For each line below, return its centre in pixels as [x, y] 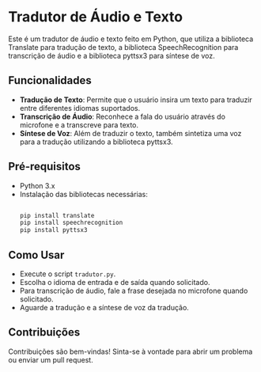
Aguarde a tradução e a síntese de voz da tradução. [104, 307]
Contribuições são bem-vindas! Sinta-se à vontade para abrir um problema [130, 351]
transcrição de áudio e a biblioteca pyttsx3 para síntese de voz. [112, 55]
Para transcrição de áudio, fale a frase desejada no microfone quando [134, 290]
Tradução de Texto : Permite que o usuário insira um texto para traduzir [136, 100]
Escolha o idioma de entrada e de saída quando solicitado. [115, 282]
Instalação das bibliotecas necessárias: [84, 194]
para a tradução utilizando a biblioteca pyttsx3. [96, 142]
